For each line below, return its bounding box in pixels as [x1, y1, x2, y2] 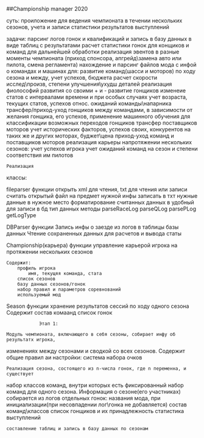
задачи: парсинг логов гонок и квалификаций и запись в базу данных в [6, 35, 192, 42]
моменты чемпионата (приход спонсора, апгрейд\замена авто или [6, 55, 181, 61]
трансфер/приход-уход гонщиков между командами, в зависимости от [6, 106, 193, 113]
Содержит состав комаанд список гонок [6, 309, 113, 316]
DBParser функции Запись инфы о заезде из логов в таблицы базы [6, 223, 179, 231]
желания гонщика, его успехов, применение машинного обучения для [6, 113, 191, 120]
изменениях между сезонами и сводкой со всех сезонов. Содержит [6, 347, 186, 355]
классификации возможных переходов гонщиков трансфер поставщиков [6, 119, 198, 127]
